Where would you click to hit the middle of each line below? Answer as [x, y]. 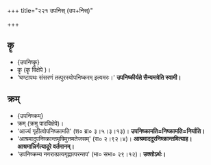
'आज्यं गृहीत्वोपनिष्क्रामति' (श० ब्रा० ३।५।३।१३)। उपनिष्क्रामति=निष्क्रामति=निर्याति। [111, 131]
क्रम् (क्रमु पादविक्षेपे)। [40, 123]
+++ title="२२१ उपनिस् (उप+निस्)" [50, 11]
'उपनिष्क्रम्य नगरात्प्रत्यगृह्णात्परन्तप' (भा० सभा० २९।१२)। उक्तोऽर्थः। [91, 154]
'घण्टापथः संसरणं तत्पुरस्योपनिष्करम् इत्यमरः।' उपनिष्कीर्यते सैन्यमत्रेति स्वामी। [99, 77]
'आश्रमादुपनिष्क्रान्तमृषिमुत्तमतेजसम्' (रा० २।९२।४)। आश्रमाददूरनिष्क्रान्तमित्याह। [104, 138]
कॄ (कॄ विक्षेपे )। [34, 70]
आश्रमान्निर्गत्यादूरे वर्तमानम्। [46, 146]
